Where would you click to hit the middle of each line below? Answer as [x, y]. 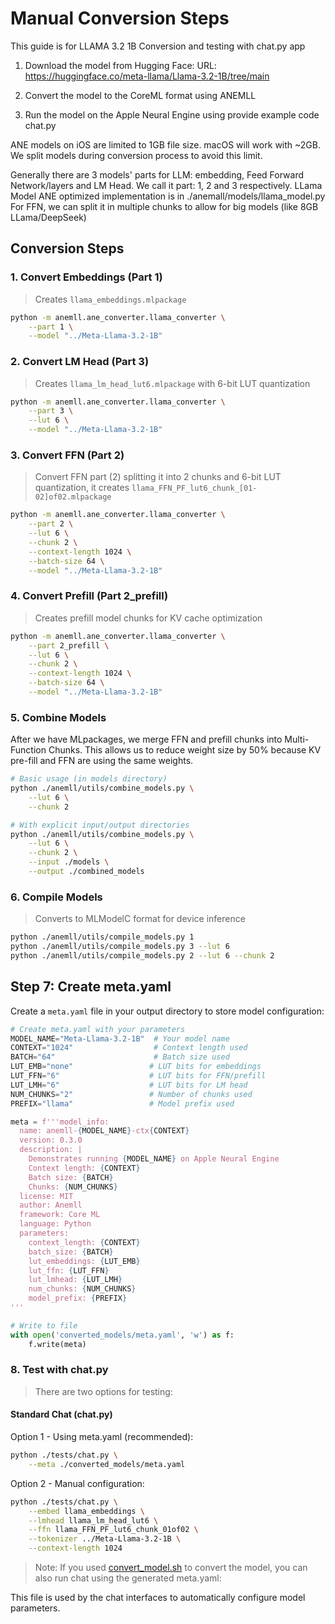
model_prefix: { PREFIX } [78, 1298]
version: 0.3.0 [51, 1140]
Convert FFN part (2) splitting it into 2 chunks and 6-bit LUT [158, 477]
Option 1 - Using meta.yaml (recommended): [102, 1437]
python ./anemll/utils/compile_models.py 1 [102, 937]
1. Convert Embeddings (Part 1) [86, 277]
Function [28, 750]
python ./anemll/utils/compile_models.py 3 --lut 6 [120, 947]
